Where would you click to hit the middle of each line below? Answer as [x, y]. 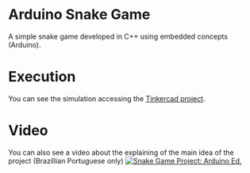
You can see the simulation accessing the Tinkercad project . [107, 98]
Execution [42, 77]
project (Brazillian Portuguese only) [66, 160]
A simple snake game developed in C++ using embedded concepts [118, 36]
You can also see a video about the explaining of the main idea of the [121, 152]
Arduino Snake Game [79, 15]
